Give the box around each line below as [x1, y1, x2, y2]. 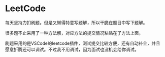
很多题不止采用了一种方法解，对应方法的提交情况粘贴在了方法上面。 [5, 30, 143, 36]
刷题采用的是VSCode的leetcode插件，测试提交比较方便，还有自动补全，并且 [5, 40, 161, 46]
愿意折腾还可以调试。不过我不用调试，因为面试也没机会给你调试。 [5, 46, 139, 52]
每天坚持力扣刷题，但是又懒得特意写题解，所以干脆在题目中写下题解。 [5, 19, 148, 25]
